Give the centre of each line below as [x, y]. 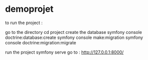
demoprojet [30, 9]
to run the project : [24, 23]
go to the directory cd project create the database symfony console [74, 32]
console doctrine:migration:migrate [41, 42]
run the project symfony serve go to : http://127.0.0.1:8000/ [64, 52]
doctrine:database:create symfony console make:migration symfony [74, 37]
